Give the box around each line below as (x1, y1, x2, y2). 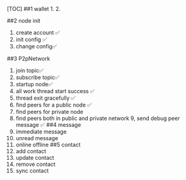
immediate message (15, 128, 67, 135)
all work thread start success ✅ (15, 88, 95, 94)
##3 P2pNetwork (7, 55, 51, 62)
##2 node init (7, 17, 41, 24)
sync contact (15, 167, 49, 174)
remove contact (15, 160, 55, 168)
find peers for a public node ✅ (15, 101, 92, 108)
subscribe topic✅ (15, 73, 60, 81)
